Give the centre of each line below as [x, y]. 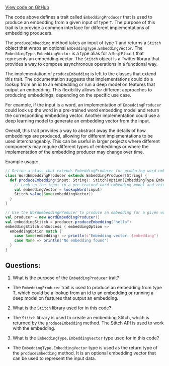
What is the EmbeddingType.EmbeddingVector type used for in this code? [86, 338]
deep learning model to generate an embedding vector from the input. [78, 121]
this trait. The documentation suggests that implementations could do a [79, 79]
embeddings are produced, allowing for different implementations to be [79, 136]
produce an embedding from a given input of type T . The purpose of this [80, 22]
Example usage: [22, 162]
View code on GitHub [27, 7]
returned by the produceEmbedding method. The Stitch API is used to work [88, 323]
